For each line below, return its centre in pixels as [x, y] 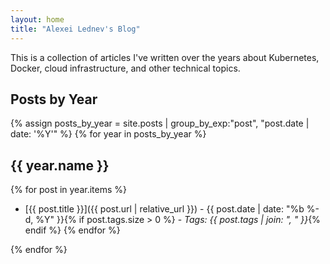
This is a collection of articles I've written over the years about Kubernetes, [165, 57]
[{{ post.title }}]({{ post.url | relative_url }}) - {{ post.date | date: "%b [164, 209]
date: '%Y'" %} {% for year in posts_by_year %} [108, 134]
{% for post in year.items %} [68, 190]
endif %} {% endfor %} [72, 230]
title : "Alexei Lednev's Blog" [75, 29]
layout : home [37, 19]
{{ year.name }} [60, 165]
